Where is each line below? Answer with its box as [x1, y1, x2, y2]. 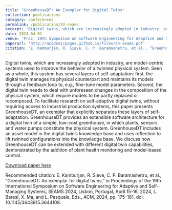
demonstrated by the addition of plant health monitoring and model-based [5, 146, 162, 153]
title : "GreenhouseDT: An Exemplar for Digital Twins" [5, 7, 125, 13]
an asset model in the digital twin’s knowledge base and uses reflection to [5, 130, 161, 136]
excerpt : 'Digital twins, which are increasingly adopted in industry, [5, 27, 161, 32]
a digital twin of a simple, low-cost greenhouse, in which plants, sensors [5, 119, 158, 125]
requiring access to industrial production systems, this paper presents [5, 103, 153, 109]
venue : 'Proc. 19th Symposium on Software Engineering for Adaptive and [5, 36, 164, 41]
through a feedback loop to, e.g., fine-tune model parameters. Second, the [5, 81, 163, 88]
